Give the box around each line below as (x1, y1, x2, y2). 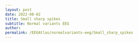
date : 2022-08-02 (5, 12, 41, 17)
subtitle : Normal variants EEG (5, 21, 69, 26)
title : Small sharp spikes (5, 16, 61, 21)
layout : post (5, 7, 32, 12)
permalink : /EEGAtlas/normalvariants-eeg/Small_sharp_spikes (5, 30, 134, 35)
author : (5, 26, 21, 31)
